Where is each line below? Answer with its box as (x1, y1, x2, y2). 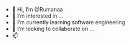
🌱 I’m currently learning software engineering (12, 19, 126, 26)
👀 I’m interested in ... (12, 12, 64, 19)
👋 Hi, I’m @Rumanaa (12, 6, 63, 13)
